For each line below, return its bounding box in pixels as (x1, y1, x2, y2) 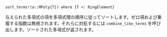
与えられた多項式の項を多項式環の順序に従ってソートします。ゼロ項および (5, 14, 158, 20)
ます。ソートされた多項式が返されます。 (13, 26, 96, 32)
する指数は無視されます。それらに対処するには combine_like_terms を (9, 20, 153, 26)
